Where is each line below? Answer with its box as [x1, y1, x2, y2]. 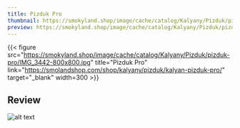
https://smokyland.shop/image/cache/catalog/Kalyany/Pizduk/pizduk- [24, 50, 230, 59]
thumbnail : [7, 17, 40, 24]
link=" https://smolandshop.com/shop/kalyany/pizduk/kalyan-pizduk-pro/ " [7, 65, 225, 75]
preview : [7, 23, 34, 31]
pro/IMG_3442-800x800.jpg [7, 58, 91, 67]
